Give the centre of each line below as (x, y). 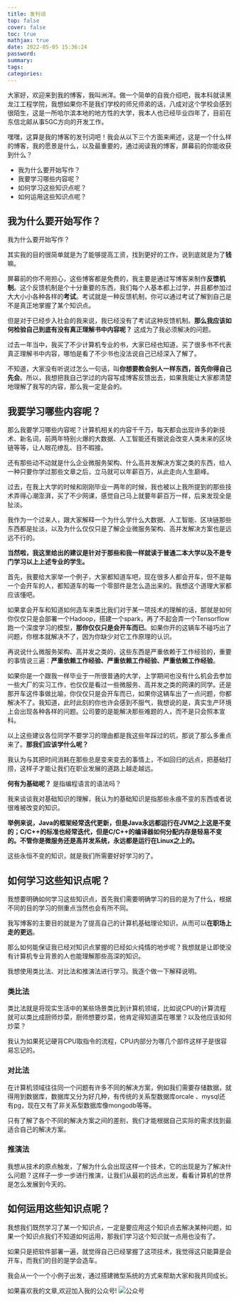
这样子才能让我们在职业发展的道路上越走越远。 (88, 769)
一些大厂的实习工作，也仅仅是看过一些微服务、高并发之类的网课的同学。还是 (119, 685)
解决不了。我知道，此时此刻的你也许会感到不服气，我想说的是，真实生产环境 (119, 702)
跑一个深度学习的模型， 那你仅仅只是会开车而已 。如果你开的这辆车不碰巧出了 (119, 627)
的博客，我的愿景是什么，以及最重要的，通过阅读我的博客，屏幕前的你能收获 (119, 145)
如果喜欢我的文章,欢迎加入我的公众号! (62, 1291)
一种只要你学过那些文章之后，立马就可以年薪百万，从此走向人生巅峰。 (110, 472)
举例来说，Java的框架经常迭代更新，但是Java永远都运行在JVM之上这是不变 (119, 823)
